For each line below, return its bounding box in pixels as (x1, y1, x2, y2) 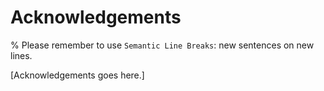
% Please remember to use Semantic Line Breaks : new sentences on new (10, 39, 315, 51)
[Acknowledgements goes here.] (10, 69, 145, 81)
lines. (10, 49, 33, 61)
